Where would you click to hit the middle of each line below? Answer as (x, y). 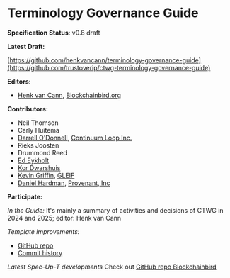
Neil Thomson (38, 123)
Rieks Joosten (38, 145)
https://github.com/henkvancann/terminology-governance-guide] (105, 60)
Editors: (19, 81)
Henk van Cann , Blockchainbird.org (69, 95)
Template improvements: (44, 231)
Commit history (40, 252)
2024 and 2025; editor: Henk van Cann (64, 218)
